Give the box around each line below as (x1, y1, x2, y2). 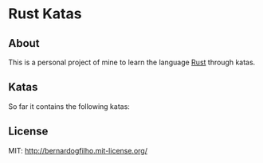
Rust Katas (8, 5, 82, 23)
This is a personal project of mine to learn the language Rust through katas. (8, 57, 256, 67)
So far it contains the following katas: (8, 101, 130, 111)
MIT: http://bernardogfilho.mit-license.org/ (8, 146, 147, 155)
